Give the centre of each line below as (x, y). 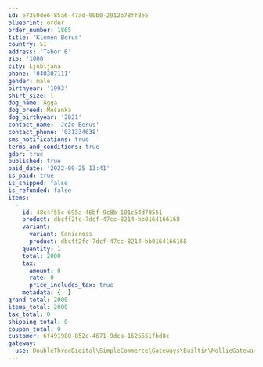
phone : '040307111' (40, 74)
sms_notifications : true (49, 139)
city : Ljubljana (34, 67)
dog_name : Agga (33, 103)
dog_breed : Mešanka (40, 111)
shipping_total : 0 (38, 322)
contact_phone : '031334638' (54, 132)
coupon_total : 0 (34, 329)
